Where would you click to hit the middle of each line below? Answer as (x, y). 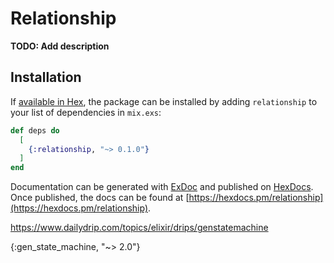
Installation (46, 77)
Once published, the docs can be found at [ (100, 198)
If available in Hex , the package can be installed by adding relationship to (164, 101)
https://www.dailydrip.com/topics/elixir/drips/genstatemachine (139, 228)
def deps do (35, 130)
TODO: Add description (60, 46)
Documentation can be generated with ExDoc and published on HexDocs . (162, 187)
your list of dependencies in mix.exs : (86, 112)
